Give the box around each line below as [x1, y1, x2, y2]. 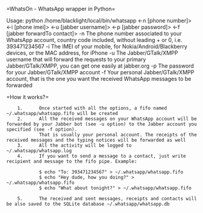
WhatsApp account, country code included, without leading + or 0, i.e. [6, 37, 182, 43]
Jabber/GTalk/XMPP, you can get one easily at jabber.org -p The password [6, 62, 194, 69]
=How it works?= [6, 94, 49, 100]
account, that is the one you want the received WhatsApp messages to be [6, 75, 191, 82]
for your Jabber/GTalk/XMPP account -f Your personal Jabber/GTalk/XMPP [6, 69, 194, 75]
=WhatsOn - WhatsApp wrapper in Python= [6, 5, 115, 12]
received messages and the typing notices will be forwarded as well [6, 137, 187, 143]
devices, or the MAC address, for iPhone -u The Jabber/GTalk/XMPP [6, 49, 178, 57]
